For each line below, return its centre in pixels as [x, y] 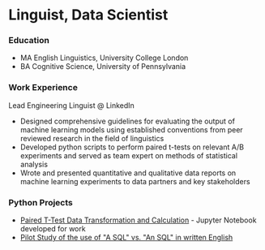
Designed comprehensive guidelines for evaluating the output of [127, 121]
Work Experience [43, 88]
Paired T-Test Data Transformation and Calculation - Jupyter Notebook [138, 220]
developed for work [53, 229]
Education [29, 41]
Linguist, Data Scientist [88, 15]
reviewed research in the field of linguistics [92, 138]
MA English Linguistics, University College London [104, 58]
